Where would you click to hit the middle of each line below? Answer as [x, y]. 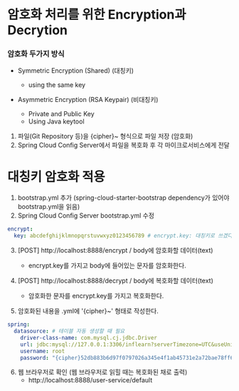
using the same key [57, 85]
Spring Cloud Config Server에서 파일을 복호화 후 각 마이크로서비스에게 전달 [123, 145]
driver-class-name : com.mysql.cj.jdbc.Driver [89, 337]
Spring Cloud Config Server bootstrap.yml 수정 [86, 215]
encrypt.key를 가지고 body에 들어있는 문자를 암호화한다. [107, 265]
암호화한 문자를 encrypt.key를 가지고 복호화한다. [96, 296]
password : [35, 357]
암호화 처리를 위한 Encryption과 [97, 15]
